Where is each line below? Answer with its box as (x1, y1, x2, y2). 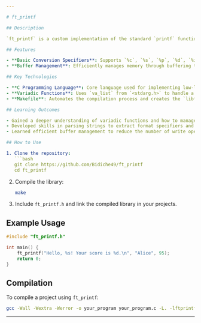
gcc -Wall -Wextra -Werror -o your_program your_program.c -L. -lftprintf (6, 306, 197, 312)
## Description (6, 25, 44, 31)
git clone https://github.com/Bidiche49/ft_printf (14, 161, 144, 168)
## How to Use (6, 139, 42, 146)
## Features (6, 46, 36, 53)
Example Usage (6, 217, 66, 228)
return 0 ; (17, 256, 42, 262)
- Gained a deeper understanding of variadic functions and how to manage (6, 118, 197, 124)
